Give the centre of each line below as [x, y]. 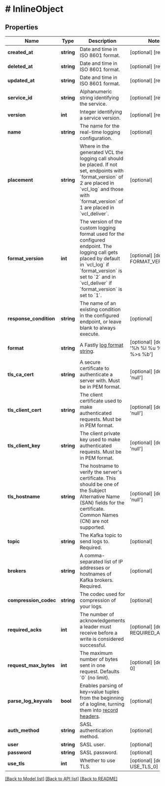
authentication [96, 730]
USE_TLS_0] [144, 767]
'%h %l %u [143, 348]
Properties [22, 27]
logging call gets [99, 252]
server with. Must [100, 380]
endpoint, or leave [101, 322]
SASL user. [93, 745]
